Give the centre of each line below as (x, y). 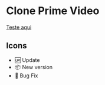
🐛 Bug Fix (26, 76)
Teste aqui (19, 27)
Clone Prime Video (53, 11)
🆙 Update (27, 60)
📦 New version (34, 67)
